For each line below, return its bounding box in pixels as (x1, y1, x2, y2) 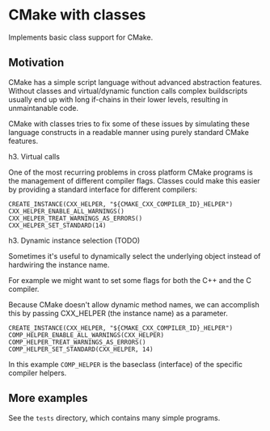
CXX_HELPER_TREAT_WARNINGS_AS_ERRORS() (8, 214, 143, 222)
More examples (8, 391, 88, 405)
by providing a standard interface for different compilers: (8, 184, 198, 194)
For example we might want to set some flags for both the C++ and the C (8, 275, 252, 285)
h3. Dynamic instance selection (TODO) (8, 235, 141, 245)
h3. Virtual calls (8, 151, 61, 161)
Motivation (8, 56, 65, 70)
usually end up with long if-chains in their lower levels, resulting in (8, 95, 229, 104)
